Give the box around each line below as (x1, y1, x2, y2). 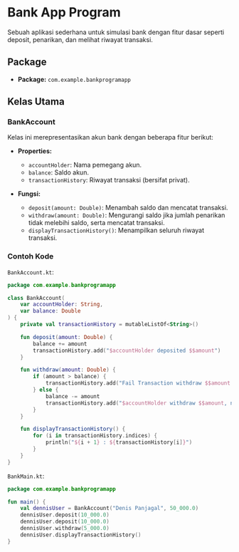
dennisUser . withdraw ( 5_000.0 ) (20, 525, 110, 532)
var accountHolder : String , (20, 301, 103, 308)
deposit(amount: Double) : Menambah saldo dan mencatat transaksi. (28, 204, 228, 212)
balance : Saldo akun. (28, 168, 89, 177)
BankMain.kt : (7, 472, 45, 480)
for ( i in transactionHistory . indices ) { (33, 432, 158, 439)
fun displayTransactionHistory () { (20, 425, 126, 433)
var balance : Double (20, 308, 81, 315)
